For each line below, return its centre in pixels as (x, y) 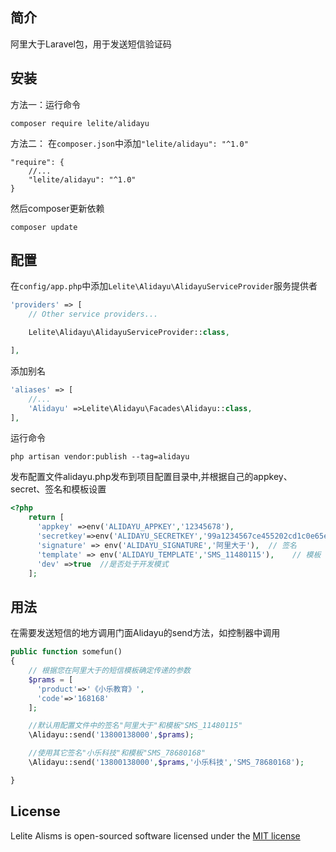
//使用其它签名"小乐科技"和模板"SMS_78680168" (117, 753)
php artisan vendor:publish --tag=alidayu (100, 457)
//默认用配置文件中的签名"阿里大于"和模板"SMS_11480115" (135, 726)
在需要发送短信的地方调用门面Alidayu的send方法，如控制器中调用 (145, 633)
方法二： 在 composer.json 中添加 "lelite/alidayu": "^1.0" (129, 143)
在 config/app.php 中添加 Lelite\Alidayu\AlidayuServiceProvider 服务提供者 (164, 286)
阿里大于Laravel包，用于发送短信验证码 (91, 44)
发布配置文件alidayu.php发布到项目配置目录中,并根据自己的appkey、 (151, 477)
